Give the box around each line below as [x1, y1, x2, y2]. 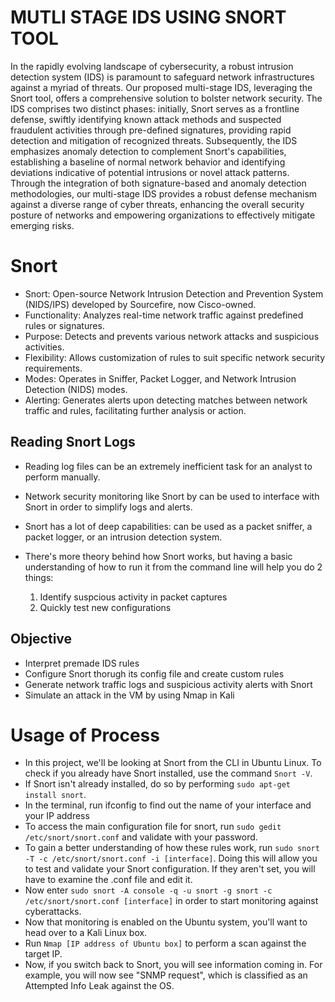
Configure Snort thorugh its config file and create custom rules [24, 667, 285, 680]
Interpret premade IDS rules [24, 657, 140, 669]
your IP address [24, 810, 90, 822]
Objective [10, 631, 73, 648]
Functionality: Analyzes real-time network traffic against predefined [24, 309, 304, 321]
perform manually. [24, 471, 101, 483]
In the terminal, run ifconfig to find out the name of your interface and [24, 799, 312, 811]
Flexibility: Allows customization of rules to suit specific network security [24, 351, 326, 363]
